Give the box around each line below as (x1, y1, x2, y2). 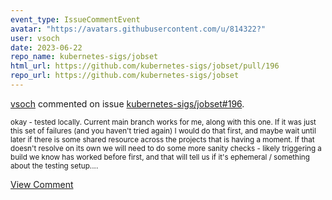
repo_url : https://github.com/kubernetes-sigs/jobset (10, 71, 240, 81)
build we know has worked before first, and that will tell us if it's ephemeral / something (10, 152, 310, 162)
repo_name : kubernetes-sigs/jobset (10, 52, 159, 62)
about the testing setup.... (10, 161, 99, 171)
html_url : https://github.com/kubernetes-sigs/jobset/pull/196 (10, 61, 280, 71)
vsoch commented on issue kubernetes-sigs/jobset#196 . (10, 97, 245, 110)
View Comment (10, 178, 74, 190)
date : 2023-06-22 (10, 42, 83, 53)
